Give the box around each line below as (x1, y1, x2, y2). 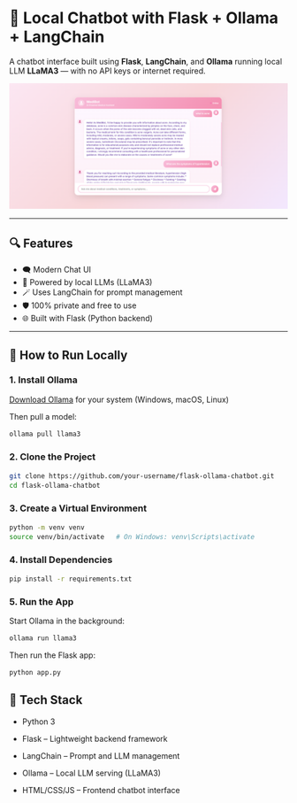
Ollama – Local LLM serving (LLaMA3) (21, 768, 162, 778)
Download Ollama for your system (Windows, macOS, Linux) (9, 394, 230, 405)
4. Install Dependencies (9, 553, 113, 566)
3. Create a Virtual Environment (9, 502, 148, 514)
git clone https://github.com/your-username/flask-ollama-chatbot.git (9, 472, 275, 481)
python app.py (9, 668, 62, 677)
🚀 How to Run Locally (9, 347, 128, 362)
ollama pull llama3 (9, 429, 81, 438)
